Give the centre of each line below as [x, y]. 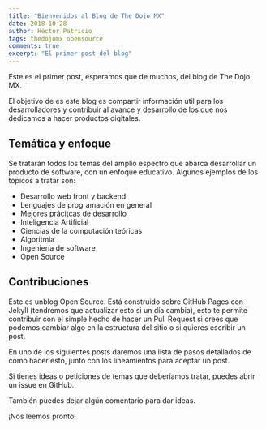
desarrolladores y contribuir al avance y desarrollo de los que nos [118, 109]
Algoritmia [37, 239]
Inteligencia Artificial [54, 222]
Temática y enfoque [60, 144]
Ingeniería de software [58, 247]
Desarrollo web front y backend [73, 196]
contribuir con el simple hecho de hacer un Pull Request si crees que [123, 319]
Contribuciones [49, 282]
